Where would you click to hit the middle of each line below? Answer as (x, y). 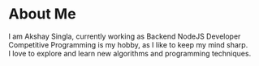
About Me (42, 14)
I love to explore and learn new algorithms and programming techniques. (130, 53)
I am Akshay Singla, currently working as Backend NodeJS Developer (125, 36)
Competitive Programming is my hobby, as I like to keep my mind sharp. (128, 44)
